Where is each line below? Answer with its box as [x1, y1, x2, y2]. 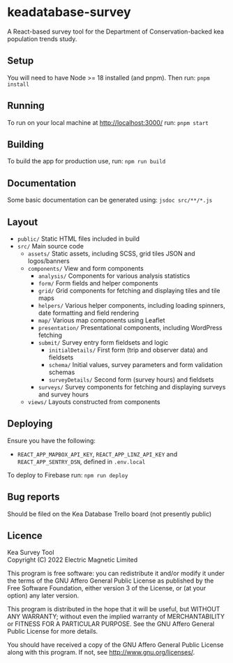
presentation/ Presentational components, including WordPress [38, 324, 223, 331]
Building [7, 138, 44, 150]
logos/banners [27, 257, 70, 265]
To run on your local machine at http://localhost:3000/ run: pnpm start [7, 118, 209, 126]
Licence [7, 530, 43, 542]
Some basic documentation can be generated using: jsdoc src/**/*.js [7, 196, 213, 204]
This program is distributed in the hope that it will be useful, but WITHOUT [7, 605, 220, 613]
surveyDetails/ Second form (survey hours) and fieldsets [48, 375, 214, 384]
